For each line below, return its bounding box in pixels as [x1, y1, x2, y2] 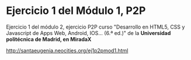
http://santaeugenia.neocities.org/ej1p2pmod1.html [6, 47, 129, 54]
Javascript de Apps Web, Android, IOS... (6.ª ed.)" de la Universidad [6, 29, 171, 36]
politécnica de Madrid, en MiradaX [6, 36, 92, 43]
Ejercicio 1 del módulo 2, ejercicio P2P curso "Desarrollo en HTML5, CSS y [6, 23, 185, 30]
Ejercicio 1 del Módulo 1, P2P [6, 4, 146, 17]
